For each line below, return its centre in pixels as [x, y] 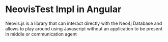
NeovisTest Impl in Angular [63, 9]
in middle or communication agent [41, 34]
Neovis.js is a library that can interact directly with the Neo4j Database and [84, 23]
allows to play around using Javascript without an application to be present [84, 28]
